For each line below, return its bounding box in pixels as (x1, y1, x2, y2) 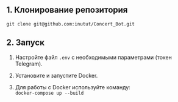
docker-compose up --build (15, 90, 84, 96)
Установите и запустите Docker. (15, 72, 98, 79)
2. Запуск (6, 38, 44, 48)
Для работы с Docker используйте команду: (15, 83, 131, 90)
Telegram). (15, 60, 43, 67)
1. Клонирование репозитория (6, 5, 128, 15)
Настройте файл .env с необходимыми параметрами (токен (15, 53, 172, 61)
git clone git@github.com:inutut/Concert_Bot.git (6, 21, 135, 27)
